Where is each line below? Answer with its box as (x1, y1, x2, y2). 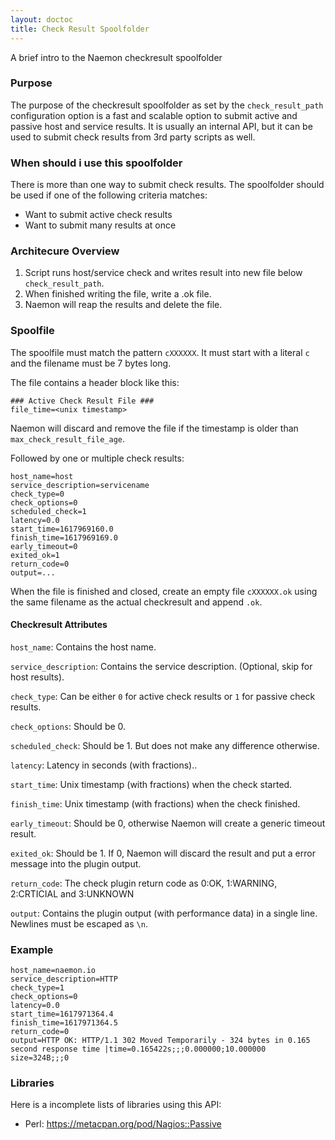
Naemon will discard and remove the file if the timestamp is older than (10, 422, 299, 434)
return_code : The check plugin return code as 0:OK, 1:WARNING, (10, 877, 278, 889)
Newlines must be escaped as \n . (10, 917, 148, 930)
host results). (10, 671, 65, 683)
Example (10, 942, 54, 956)
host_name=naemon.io (10, 966, 97, 976)
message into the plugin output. (10, 857, 142, 870)
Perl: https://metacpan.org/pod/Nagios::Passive (24, 1118, 222, 1130)
